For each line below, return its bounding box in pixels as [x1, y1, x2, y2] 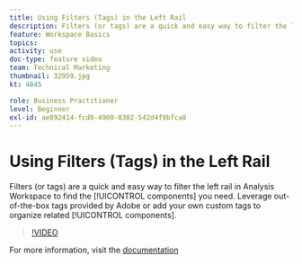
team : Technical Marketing [9, 64, 111, 73]
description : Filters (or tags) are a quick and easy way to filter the [9, 22, 288, 31]
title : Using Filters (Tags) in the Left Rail [9, 13, 187, 22]
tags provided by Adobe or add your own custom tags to [51, 200, 262, 211]
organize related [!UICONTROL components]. [9, 210, 177, 221]
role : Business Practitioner [9, 96, 119, 105]
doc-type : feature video [9, 55, 102, 64]
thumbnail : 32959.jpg [9, 72, 91, 81]
